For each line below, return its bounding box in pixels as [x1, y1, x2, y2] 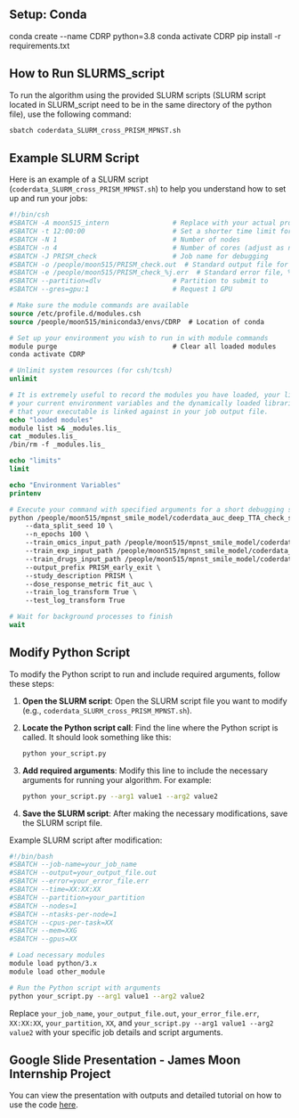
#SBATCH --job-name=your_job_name [9, 860, 138, 869]
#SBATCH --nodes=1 [9, 902, 77, 910]
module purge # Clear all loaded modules [9, 342, 277, 351]
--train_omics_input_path [25, 538, 122, 547]
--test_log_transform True [25, 596, 125, 605]
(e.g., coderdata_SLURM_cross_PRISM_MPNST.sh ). [21, 705, 193, 715]
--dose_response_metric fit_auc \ [25, 579, 153, 589]
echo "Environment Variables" [9, 480, 122, 489]
